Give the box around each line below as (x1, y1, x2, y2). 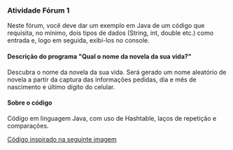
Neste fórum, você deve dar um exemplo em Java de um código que (7, 22, 205, 30)
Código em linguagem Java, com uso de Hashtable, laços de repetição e (7, 114, 217, 122)
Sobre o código (7, 98, 52, 107)
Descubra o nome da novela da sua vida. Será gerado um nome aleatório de (7, 68, 227, 76)
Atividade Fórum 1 (7, 6, 70, 15)
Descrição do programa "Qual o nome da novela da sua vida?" (7, 52, 192, 61)
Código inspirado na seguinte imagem (7, 135, 117, 143)
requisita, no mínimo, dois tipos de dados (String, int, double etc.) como (7, 29, 214, 37)
